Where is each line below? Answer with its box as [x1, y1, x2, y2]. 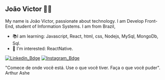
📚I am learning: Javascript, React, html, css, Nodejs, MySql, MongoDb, [12, 33, 159, 39]
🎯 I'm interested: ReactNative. [12, 45, 73, 51]
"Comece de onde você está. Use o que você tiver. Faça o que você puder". [5, 65, 161, 71]
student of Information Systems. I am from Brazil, [15, 23, 115, 29]
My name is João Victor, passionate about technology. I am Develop [5, 18, 144, 24]
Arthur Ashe [5, 70, 30, 76]
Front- [145, 18, 158, 24]
